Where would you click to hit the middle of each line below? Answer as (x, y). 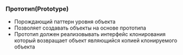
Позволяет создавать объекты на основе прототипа (80, 28)
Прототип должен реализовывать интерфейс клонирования (90, 34)
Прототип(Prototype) (37, 9)
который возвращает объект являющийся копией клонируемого (96, 41)
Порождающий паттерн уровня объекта (65, 22)
